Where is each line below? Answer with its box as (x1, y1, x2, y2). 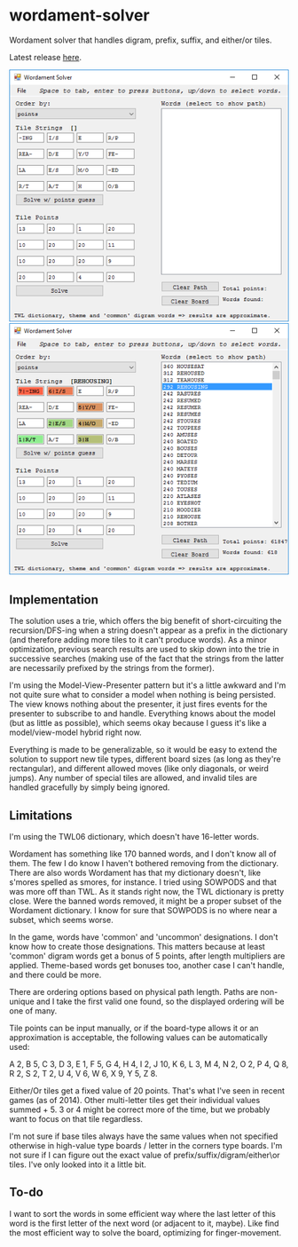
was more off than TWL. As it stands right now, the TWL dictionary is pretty (9, 887, 285, 897)
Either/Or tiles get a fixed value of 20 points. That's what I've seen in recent (9, 1085, 286, 1096)
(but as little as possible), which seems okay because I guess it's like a (9, 718, 268, 729)
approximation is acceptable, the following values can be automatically (9, 1032, 268, 1043)
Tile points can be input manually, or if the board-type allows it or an (9, 1022, 259, 1034)
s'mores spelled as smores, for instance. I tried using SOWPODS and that (9, 877, 278, 888)
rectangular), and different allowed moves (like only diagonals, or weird (9, 763, 269, 774)
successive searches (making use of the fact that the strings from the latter (9, 653, 285, 664)
